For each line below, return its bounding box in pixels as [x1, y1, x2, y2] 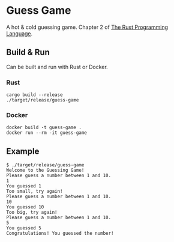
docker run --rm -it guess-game [6, 130, 87, 136]
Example [6, 146, 40, 156]
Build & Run [6, 47, 50, 58]
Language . [6, 29, 33, 37]
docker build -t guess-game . [6, 124, 82, 131]
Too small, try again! [6, 189, 63, 195]
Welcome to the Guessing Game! [6, 168, 85, 174]
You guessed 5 [6, 225, 42, 231]
